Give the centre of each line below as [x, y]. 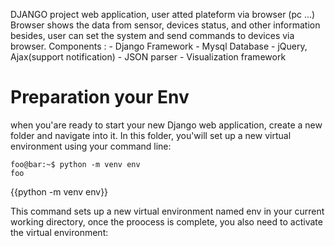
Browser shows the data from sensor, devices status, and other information [165, 25]
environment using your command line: [91, 146]
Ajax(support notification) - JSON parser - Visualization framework [148, 57]
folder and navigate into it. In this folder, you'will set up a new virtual [151, 135]
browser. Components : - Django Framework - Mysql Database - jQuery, [159, 46]
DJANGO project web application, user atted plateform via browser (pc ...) [163, 14]
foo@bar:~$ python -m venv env [75, 164]
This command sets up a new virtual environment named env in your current [167, 211]
